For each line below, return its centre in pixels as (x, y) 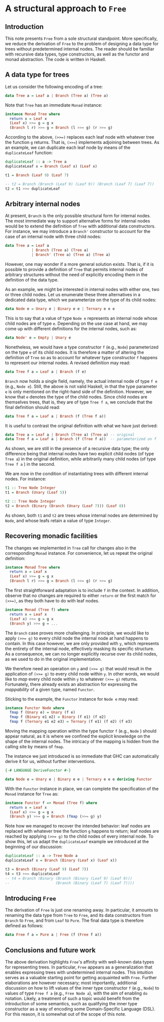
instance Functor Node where (35, 708)
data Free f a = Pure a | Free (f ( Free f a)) (53, 935)
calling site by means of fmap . (35, 747)
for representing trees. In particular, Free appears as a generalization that (79, 967)
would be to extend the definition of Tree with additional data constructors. (80, 226)
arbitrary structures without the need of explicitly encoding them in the (76, 275)
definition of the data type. (32, 280)
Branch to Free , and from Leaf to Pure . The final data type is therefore (74, 921)
